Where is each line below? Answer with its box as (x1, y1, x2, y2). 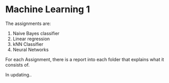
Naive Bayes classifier (12, 30, 60, 36)
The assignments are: (5, 20, 51, 26)
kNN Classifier (12, 41, 44, 47)
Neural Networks (12, 46, 49, 52)
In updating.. (5, 71, 32, 77)
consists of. (5, 62, 30, 68)
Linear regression (12, 36, 50, 42)
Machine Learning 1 (5, 4, 91, 15)
